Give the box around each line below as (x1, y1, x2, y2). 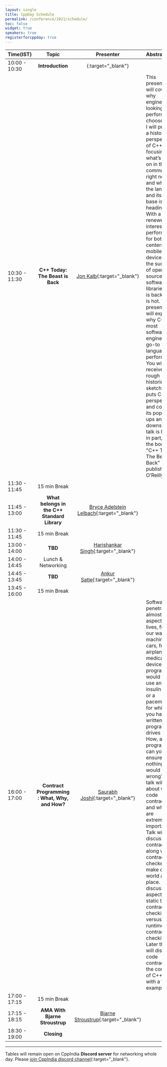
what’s (146, 154, 162, 161)
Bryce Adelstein (89, 503, 127, 510)
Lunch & (43, 555, 63, 562)
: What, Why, (37, 794, 69, 801)
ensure (146, 754, 163, 761)
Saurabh (97, 788, 118, 795)
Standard (42, 513, 65, 520)
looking (146, 105, 164, 111)
